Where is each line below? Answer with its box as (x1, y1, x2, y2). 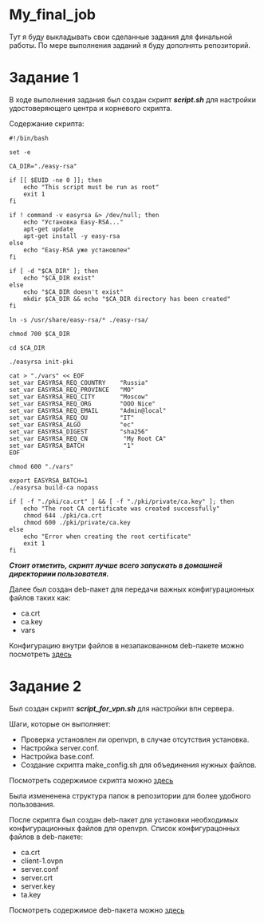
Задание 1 (9, 69, 79, 87)
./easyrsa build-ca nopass (9, 483, 99, 492)
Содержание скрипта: (9, 118, 85, 129)
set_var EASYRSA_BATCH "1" (9, 442, 135, 450)
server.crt (20, 873, 53, 882)
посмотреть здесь (9, 649, 73, 659)
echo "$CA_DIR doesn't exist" (23, 287, 124, 296)
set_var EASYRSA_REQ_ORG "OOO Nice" (9, 399, 156, 408)
